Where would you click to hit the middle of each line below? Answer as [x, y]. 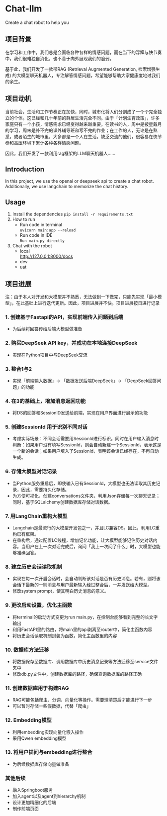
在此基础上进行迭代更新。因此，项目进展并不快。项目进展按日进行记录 [88, 303]
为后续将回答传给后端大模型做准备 [47, 329]
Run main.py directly [42, 241]
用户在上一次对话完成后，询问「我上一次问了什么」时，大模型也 [91, 547]
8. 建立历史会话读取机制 [34, 567]
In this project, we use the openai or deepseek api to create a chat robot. [80, 181]
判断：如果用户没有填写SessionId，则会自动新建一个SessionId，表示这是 [87, 445]
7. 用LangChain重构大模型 [37, 516]
